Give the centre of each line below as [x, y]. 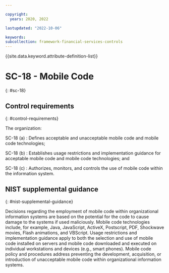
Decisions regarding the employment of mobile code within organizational [82, 211]
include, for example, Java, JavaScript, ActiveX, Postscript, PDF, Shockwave [85, 227]
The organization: [23, 128]
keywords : [16, 37]
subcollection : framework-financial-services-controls [64, 42]
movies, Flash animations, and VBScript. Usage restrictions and [71, 233]
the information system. [30, 173]
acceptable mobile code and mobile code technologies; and [67, 158]
